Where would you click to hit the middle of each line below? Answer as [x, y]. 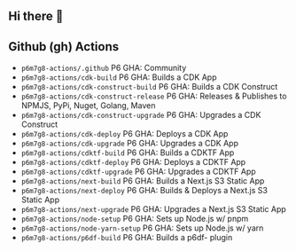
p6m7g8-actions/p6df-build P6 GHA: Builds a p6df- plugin [127, 238]
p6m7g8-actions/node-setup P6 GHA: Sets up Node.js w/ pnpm [135, 219]
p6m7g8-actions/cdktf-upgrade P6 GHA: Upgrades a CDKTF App [138, 172]
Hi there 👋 [36, 16]
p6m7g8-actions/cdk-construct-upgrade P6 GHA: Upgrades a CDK [141, 115]
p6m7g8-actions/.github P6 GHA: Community [104, 68]
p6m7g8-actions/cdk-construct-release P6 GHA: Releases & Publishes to [154, 96]
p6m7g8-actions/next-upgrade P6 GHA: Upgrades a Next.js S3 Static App [154, 209]
